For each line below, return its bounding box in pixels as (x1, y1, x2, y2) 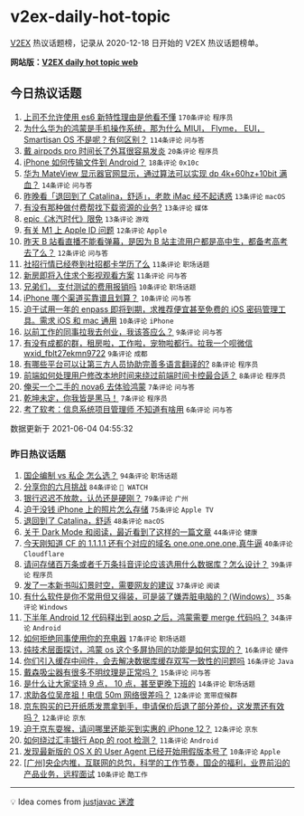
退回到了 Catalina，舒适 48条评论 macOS (23, 516, 165, 527)
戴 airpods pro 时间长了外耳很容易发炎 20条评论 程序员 (23, 145, 219, 156)
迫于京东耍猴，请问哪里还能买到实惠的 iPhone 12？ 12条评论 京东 (23, 724, 259, 735)
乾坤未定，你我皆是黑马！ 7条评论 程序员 (23, 392, 168, 403)
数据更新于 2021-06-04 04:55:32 (10, 422, 134, 433)
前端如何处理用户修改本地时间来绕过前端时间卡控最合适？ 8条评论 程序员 (23, 369, 287, 381)
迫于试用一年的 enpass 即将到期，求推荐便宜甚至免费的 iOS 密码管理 (23, 303, 279, 314)
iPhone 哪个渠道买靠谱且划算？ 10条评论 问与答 (23, 292, 192, 303)
